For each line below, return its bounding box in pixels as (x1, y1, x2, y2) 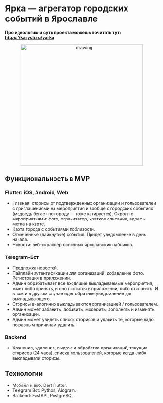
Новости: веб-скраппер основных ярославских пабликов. (12, 241, 134, 247)
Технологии (5, 369, 43, 378)
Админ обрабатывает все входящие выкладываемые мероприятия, (12, 280, 154, 286)
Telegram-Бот (5, 254, 39, 260)
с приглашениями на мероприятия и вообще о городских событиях (12, 205, 153, 211)
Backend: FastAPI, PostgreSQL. (12, 393, 75, 399)
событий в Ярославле (5, 13, 98, 24)
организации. (12, 311, 40, 317)
